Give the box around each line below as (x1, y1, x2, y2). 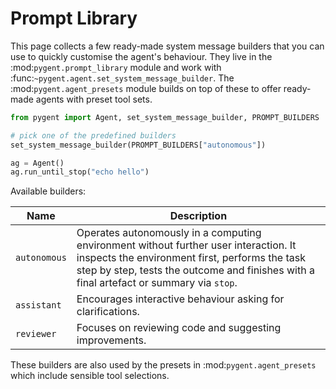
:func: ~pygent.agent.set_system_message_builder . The (10, 72, 235, 84)
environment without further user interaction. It (76, 238, 297, 252)
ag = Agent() (10, 158, 65, 168)
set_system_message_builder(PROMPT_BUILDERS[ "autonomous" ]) (10, 140, 267, 150)
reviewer (15, 328, 57, 340)
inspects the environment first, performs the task (76, 251, 306, 265)
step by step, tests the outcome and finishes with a (76, 263, 315, 277)
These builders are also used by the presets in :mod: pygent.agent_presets (10, 359, 317, 371)
